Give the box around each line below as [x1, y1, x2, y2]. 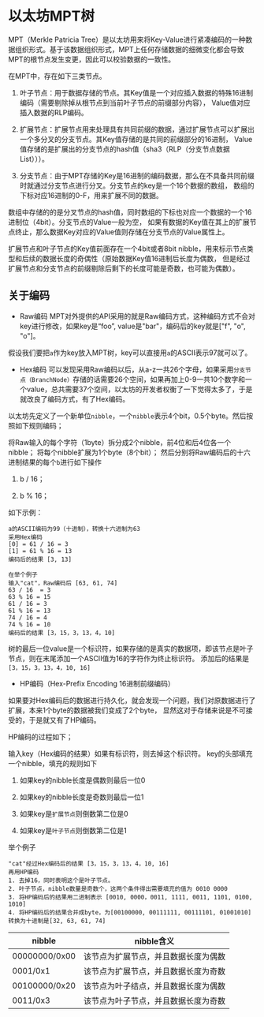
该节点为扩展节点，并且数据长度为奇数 [83, 966, 226, 977]
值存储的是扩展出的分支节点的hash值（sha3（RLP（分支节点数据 [19, 144, 230, 154]
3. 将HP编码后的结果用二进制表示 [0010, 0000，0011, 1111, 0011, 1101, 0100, [8, 893, 253, 901]
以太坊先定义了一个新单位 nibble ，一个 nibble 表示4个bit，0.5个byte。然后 [8, 411, 247, 421]
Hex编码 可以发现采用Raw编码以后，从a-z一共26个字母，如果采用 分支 [19, 365, 246, 374]
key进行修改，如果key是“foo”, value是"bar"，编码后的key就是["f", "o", [19, 321, 246, 331]
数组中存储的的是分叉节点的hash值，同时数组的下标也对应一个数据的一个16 [8, 207, 252, 217]
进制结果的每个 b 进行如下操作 [8, 457, 102, 466]
